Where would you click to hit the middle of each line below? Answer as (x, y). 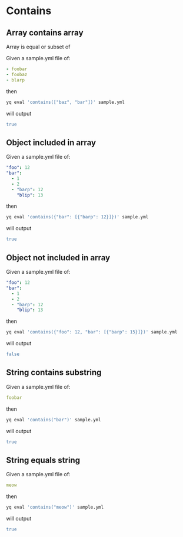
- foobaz (17, 74)
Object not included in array (58, 258)
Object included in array (51, 143)
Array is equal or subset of (38, 47)
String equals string (43, 460)
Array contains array (45, 33)
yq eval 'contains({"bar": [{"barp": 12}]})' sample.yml (77, 217)
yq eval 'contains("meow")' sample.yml (55, 507)
